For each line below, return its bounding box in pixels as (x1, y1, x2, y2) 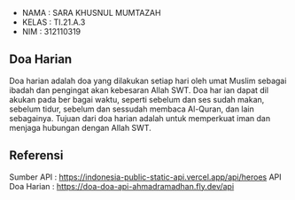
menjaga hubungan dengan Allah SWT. (9, 122, 152, 133)
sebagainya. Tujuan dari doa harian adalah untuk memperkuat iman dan (9, 112, 271, 123)
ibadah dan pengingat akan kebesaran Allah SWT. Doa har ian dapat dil (9, 84, 268, 96)
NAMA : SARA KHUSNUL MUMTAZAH (21, 8, 161, 18)
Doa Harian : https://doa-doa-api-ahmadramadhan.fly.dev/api (9, 181, 235, 191)
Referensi (9, 148, 64, 163)
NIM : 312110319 (21, 27, 82, 36)
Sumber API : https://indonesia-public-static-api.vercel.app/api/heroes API (9, 172, 282, 182)
